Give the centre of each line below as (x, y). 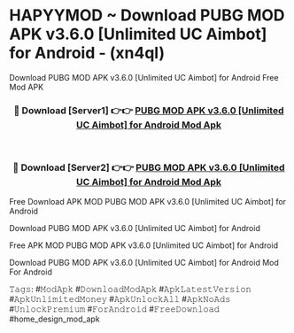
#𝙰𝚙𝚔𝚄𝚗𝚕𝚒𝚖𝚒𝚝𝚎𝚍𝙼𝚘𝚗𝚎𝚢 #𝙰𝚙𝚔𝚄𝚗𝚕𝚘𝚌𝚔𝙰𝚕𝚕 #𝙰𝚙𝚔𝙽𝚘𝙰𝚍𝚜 (120, 298)
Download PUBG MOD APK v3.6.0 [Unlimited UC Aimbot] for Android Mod (144, 262)
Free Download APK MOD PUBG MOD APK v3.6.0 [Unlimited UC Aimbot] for (147, 201)
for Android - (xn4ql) (87, 53)
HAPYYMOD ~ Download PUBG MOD (147, 15)
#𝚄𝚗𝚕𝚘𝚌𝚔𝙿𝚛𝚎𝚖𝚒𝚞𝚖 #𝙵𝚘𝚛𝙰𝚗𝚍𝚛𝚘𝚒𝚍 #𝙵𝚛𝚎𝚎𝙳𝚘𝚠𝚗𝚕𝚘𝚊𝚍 (114, 309)
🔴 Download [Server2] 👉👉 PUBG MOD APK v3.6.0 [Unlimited (149, 167)
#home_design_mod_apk (54, 319)
